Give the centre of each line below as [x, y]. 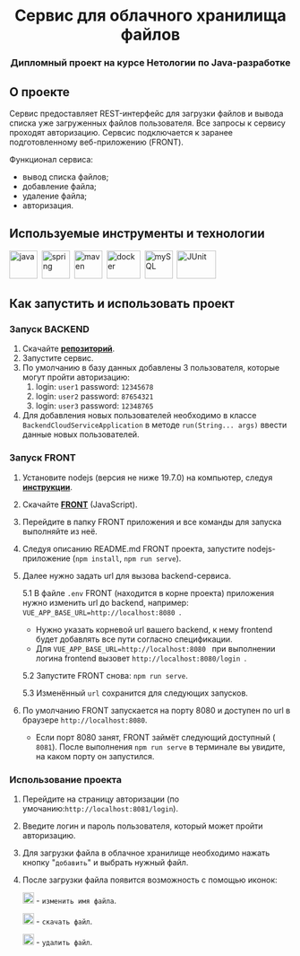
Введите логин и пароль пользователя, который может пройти [142, 826]
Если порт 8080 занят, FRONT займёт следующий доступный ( [155, 737]
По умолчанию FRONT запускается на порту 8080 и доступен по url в [156, 710]
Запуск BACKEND [49, 329]
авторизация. [48, 205]
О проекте [39, 92]
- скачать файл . [64, 922]
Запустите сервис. [58, 358]
